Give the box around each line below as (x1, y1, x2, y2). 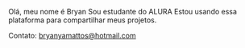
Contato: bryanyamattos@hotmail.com (8, 31, 136, 40)
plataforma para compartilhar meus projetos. (8, 15, 157, 25)
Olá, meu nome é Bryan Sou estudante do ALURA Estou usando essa (8, 7, 238, 16)
